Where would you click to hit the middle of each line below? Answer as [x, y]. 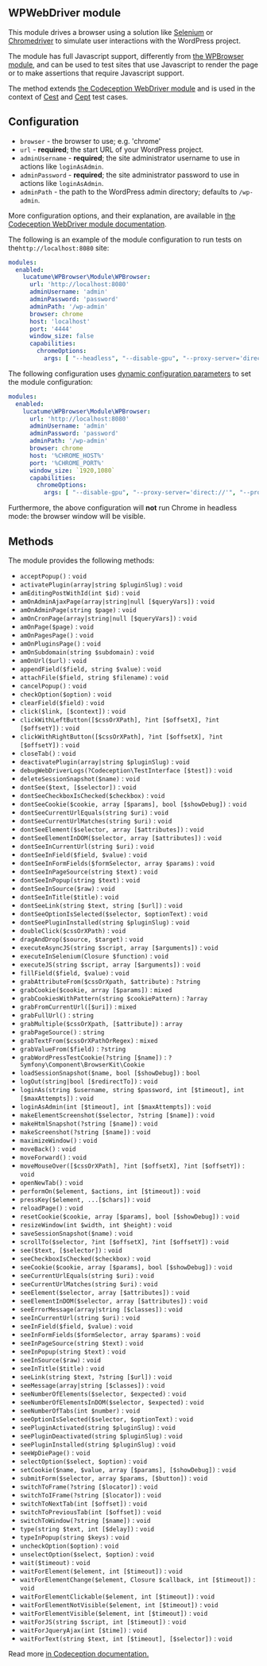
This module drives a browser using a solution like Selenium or [110, 32]
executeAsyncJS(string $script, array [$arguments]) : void [119, 947]
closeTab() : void [48, 753]
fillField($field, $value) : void [74, 972]
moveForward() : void [53, 1157]
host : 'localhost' [60, 321]
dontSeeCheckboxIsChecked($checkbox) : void [92, 795]
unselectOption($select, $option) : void [87, 1554]
